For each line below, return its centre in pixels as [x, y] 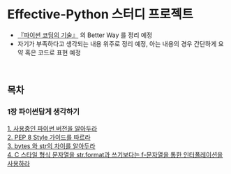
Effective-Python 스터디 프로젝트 [100, 14]
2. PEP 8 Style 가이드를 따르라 [49, 137]
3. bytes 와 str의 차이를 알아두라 [51, 146]
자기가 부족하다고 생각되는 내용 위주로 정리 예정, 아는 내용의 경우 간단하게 [117, 43]
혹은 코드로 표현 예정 [53, 52]
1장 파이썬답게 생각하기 [44, 112]
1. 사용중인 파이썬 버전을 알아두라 [52, 128]
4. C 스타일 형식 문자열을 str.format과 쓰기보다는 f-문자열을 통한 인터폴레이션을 [115, 154]
